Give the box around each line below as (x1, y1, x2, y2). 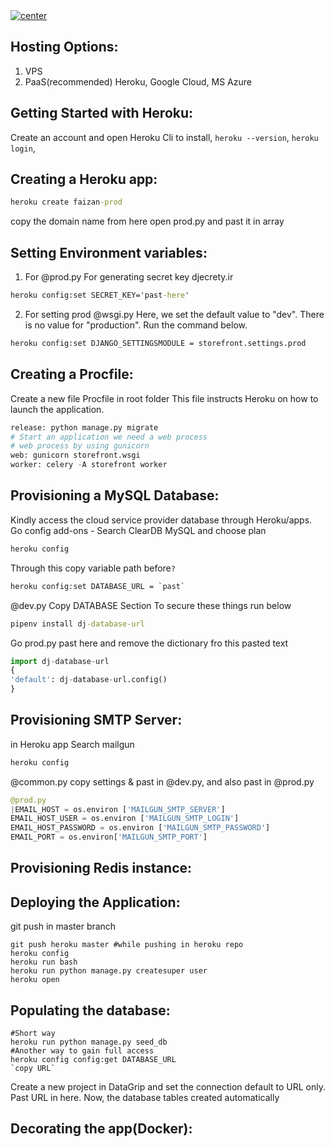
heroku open (10, 975, 60, 985)
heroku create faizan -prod (10, 197, 123, 208)
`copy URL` (10, 1064, 56, 1074)
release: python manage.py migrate (10, 422, 159, 433)
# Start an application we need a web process (10, 432, 208, 442)
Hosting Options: (10, 39, 119, 56)
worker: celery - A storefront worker (10, 460, 168, 470)
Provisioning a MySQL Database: (10, 487, 220, 504)
